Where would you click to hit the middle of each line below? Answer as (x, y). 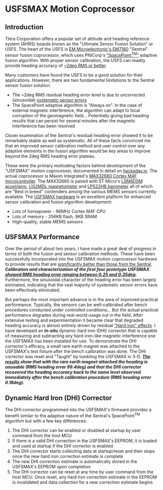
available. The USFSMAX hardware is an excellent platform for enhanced (78, 197)
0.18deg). (15, 383)
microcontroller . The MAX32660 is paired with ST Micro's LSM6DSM (74, 181)
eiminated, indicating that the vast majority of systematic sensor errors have (81, 285)
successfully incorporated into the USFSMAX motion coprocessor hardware (81, 259)
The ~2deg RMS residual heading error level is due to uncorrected (78, 95)
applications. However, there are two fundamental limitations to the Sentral (80, 80)
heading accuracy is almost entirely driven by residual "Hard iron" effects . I (80, 326)
